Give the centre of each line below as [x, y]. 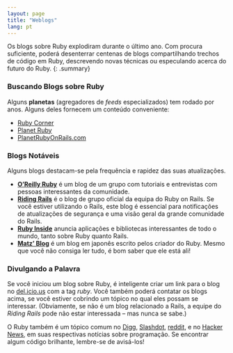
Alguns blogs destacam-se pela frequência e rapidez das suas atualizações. [116, 171]
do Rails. [30, 221]
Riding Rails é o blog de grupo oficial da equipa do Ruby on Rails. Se [115, 198]
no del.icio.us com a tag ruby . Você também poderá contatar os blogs [107, 291]
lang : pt [20, 26]
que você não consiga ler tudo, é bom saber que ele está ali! [104, 251]
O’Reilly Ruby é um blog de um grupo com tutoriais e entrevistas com [117, 184]
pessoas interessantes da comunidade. [73, 191]
